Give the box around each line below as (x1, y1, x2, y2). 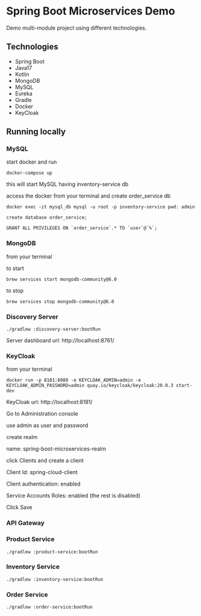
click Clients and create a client (6, 457, 84, 464)
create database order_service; (6, 214, 87, 221)
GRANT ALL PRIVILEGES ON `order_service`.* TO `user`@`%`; (6, 225, 158, 231)
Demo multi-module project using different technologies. (6, 24, 147, 31)
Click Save (6, 504, 33, 511)
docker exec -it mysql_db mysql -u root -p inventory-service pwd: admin (6, 204, 196, 210)
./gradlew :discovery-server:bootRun (6, 326, 101, 333)
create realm (6, 434, 38, 441)
